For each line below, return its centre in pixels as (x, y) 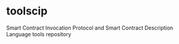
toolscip (27, 11)
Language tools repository (39, 34)
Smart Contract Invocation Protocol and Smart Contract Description (90, 28)
